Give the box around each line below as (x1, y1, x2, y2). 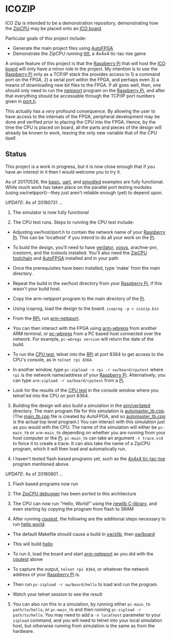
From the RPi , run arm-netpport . (12, 315, 80, 321)
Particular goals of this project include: (5, 35, 87, 41)
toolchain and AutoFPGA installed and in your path (12, 255, 119, 261)
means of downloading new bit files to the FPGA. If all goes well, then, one (5, 82, 161, 88)
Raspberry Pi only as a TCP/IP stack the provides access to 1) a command (5, 71, 160, 77)
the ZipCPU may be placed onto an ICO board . (5, 25, 103, 31)
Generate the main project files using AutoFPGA (12, 45, 113, 51)
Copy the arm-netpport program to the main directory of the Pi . (12, 295, 146, 301)
